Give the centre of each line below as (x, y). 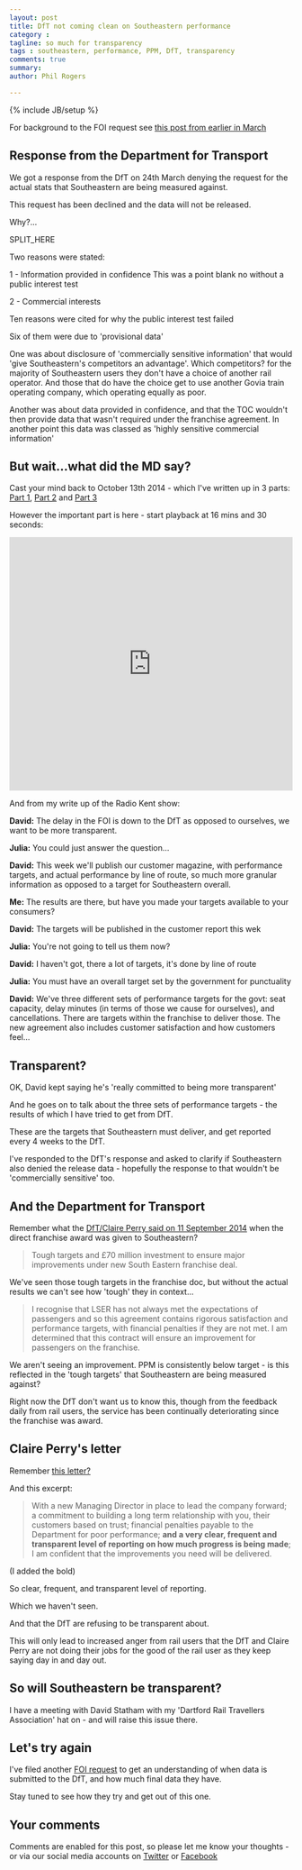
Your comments (55, 1824)
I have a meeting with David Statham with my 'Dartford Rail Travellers (137, 1710)
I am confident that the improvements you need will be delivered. (151, 1553)
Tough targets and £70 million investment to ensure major (138, 1255)
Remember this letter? (50, 1471)
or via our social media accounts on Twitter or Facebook (114, 1856)
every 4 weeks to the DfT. (58, 1142)
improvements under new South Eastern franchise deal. (134, 1264)
